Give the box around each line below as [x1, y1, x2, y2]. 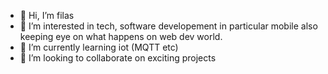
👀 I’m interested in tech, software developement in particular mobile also [19, 20, 318, 32]
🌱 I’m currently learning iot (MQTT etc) [19, 41, 179, 53]
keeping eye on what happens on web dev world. [19, 31, 223, 42]
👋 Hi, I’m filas [19, 10, 75, 21]
